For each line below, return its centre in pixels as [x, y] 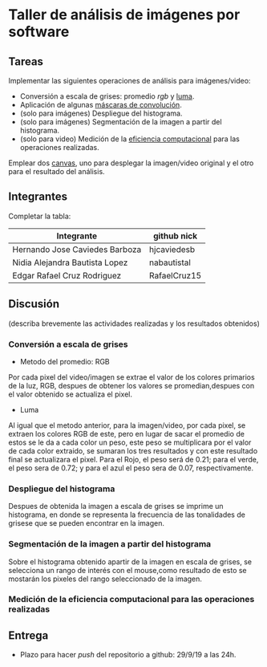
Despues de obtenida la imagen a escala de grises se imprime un [116, 506]
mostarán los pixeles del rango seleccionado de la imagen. [105, 579]
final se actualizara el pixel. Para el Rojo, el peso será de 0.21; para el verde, [133, 459]
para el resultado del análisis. [57, 171]
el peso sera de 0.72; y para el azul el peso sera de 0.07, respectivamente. [131, 468]
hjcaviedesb [172, 249]
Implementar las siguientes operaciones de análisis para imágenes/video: [129, 81]
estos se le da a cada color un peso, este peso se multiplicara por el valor [130, 442]
